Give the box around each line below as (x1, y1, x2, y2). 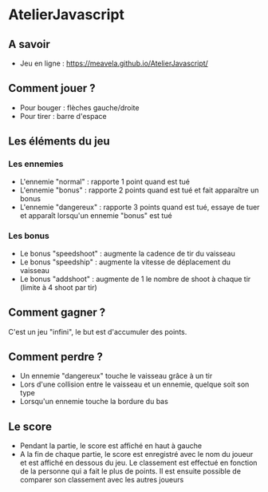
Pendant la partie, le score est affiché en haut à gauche (19, 441, 202, 450)
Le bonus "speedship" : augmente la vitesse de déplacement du (19, 257, 231, 267)
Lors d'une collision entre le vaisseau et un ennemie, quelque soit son (19, 379, 250, 389)
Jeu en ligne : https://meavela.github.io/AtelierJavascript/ (19, 58, 209, 68)
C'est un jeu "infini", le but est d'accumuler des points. (8, 327, 187, 336)
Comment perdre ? (8, 350, 104, 363)
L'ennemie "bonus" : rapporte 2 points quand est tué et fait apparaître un (19, 185, 259, 195)
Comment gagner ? (8, 306, 106, 319)
